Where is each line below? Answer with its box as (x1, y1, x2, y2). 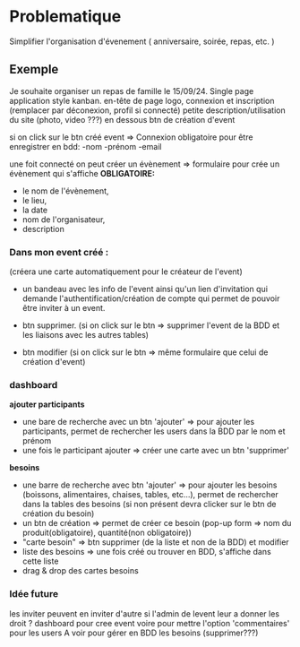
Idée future (9, 588, 59, 600)
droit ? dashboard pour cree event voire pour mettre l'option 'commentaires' (9, 617, 290, 628)
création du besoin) (21, 508, 95, 519)
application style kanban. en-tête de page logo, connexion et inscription (9, 95, 275, 106)
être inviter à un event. (21, 303, 106, 314)
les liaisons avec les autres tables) (21, 330, 150, 341)
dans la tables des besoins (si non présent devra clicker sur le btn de (21, 499, 277, 510)
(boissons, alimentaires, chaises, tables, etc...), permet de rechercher (21, 489, 279, 500)
